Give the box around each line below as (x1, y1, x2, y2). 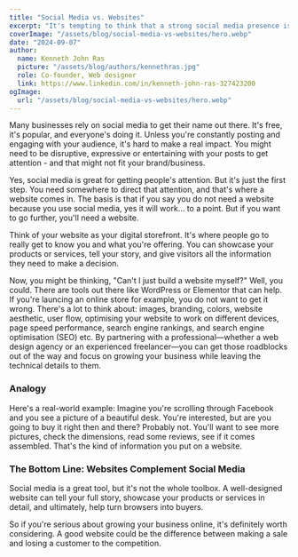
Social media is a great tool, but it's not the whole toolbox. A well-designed (9, 482, 283, 493)
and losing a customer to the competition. (9, 537, 161, 548)
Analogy (9, 383, 47, 395)
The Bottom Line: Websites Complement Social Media (9, 463, 246, 475)
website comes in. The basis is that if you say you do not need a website (9, 194, 275, 204)
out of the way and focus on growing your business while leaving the (9, 351, 262, 362)
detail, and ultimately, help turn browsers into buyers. (9, 501, 204, 512)
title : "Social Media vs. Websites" (9, 12, 145, 22)
